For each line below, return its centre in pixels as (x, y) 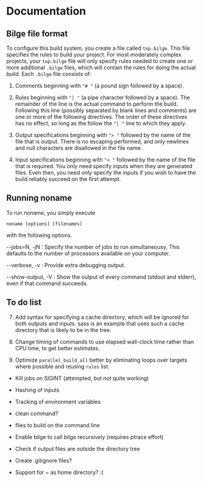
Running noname (39, 198)
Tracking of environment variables (58, 401)
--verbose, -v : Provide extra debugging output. (66, 265)
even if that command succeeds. (47, 283)
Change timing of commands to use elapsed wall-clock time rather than (105, 342)
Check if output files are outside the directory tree (78, 449)
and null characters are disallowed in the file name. (78, 148)
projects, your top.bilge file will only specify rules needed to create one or (100, 61)
